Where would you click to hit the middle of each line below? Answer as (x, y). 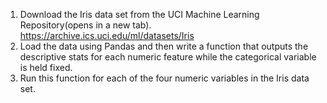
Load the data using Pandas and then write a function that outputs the (164, 46)
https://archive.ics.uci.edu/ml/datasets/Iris (107, 35)
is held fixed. (46, 67)
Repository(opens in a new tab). (85, 25)
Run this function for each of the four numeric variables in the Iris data (164, 78)
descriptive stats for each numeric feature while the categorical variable (168, 57)
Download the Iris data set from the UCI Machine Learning (139, 14)
